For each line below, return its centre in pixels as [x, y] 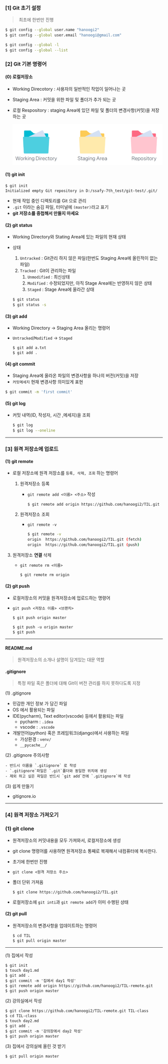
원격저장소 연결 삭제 [32, 555]
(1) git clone [20, 829]
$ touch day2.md [22, 1021]
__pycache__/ [33, 745]
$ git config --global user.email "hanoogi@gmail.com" [63, 35]
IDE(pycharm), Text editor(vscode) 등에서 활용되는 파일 [68, 716]
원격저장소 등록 [35, 484]
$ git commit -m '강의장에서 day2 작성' [44, 1031]
